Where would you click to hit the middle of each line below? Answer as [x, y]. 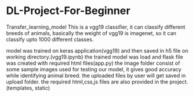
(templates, [20, 88]
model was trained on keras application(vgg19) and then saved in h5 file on [97, 50]
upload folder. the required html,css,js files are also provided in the [87, 82]
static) [42, 88]
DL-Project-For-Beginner [68, 11]
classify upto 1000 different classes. [50, 39]
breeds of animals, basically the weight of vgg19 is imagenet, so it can [91, 33]
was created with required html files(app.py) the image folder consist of [93, 63]
